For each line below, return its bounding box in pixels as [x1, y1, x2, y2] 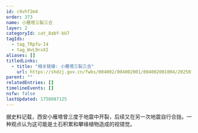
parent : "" [6, 74, 33, 80]
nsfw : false [6, 91, 35, 97]
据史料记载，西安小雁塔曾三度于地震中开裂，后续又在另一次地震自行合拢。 [6, 113, 187, 120]
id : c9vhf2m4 [6, 8, 38, 15]
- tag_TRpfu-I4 [11, 42, 49, 48]
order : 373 [6, 14, 33, 20]
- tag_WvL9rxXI [11, 47, 49, 53]
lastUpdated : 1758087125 [6, 96, 67, 102]
